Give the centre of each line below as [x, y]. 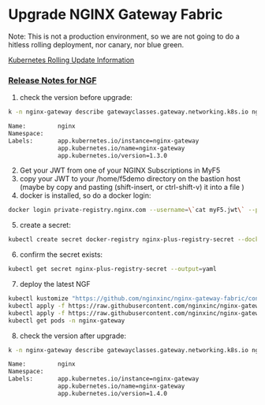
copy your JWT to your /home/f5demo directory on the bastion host [130, 179]
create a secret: [45, 225]
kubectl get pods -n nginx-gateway [67, 321]
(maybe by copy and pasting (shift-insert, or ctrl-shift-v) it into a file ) [132, 188]
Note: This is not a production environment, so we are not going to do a [124, 36]
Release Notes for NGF [52, 80]
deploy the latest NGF [55, 284]
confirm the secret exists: [61, 255]
